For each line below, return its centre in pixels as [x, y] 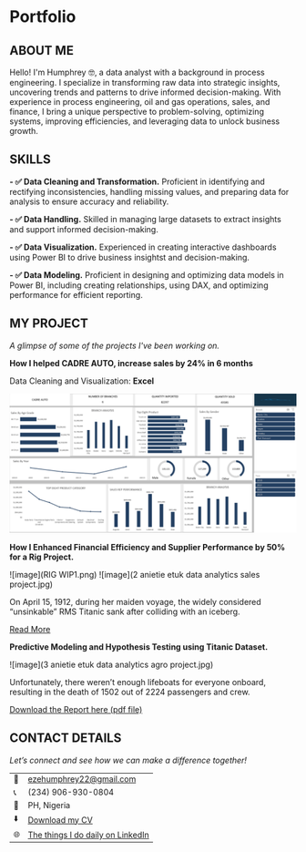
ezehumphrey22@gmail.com [82, 779]
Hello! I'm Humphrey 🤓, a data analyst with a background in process [138, 72]
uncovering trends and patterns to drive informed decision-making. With [145, 92]
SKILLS [31, 160]
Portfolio [43, 17]
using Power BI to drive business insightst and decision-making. [130, 257]
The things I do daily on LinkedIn [88, 835]
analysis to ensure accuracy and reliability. [89, 201]
